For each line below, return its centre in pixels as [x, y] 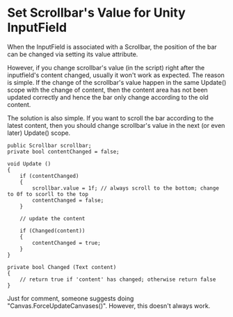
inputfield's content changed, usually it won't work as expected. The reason [116, 75]
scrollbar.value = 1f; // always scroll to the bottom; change [126, 188]
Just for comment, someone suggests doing [71, 298]
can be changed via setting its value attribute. [73, 54]
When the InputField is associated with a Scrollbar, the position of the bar [112, 47]
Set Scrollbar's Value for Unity [96, 13]
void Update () [29, 164]
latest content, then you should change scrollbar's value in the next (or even [116, 125]
